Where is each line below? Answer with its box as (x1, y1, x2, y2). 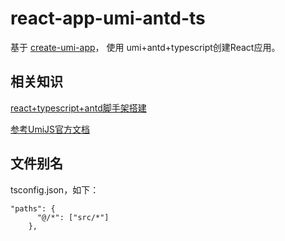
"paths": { (10, 203, 56, 214)
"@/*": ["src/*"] (36, 212, 110, 222)
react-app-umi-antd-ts (10, 7, 206, 30)
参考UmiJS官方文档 (10, 123, 91, 135)
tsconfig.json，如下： (10, 183, 100, 196)
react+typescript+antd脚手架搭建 (10, 102, 147, 114)
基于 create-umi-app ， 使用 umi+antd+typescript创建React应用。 (10, 41, 281, 53)
